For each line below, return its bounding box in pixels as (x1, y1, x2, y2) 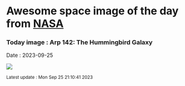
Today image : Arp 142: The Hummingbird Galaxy (6, 38, 153, 47)
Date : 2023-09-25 (6, 52, 53, 59)
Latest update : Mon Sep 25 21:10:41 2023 (6, 75, 93, 81)
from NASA (6, 17, 64, 30)
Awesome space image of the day (6, 4, 179, 18)
